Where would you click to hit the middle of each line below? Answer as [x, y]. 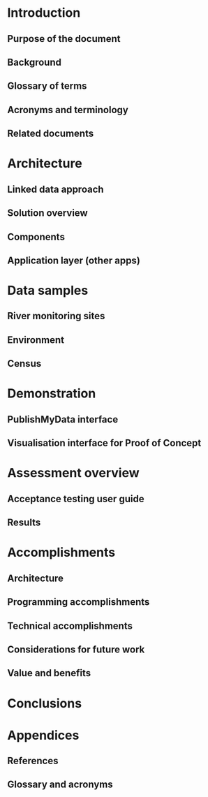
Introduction [44, 13]
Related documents [51, 134]
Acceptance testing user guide [76, 498]
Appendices [43, 735]
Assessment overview [73, 473]
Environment [36, 340]
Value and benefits [49, 673]
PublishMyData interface [63, 419]
